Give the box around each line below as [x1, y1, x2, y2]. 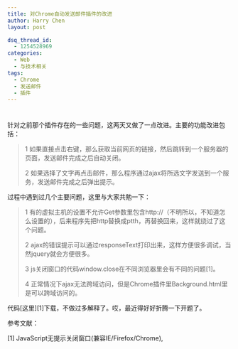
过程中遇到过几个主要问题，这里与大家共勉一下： [7, 193, 151, 201]
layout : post [7, 23, 46, 31]
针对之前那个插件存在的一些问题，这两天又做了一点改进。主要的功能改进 [7, 121, 219, 129]
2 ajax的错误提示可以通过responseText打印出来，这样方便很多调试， [24, 241, 225, 249]
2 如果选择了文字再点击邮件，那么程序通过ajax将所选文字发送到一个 [24, 168, 224, 178]
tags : [7, 69, 23, 77]
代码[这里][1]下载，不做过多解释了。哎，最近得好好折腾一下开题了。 [7, 304, 206, 313]
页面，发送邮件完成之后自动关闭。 [24, 154, 125, 162]
